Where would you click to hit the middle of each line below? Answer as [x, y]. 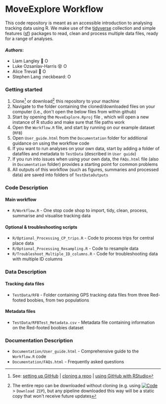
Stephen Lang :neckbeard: [39, 77]
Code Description [27, 188]
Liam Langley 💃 [28, 61]
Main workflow [21, 200]
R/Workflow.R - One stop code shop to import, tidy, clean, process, [80, 210]
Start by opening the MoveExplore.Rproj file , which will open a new [81, 117]
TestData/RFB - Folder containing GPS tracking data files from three [81, 295]
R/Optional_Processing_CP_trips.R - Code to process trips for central [83, 238]
